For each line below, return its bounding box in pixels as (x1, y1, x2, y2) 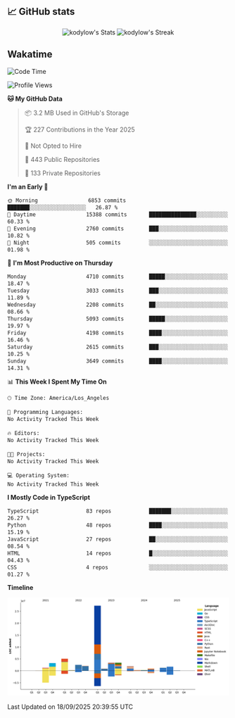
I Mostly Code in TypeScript (7, 493, 90, 501)
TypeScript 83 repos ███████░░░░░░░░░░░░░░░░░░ (7, 508, 229, 515)
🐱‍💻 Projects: (7, 451, 46, 458)
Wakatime (7, 49, 53, 61)
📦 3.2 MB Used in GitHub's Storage (24, 108, 129, 117)
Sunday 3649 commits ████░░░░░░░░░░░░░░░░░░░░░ (7, 358, 229, 365)
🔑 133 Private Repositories (24, 168, 101, 177)
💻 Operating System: (7, 472, 70, 479)
